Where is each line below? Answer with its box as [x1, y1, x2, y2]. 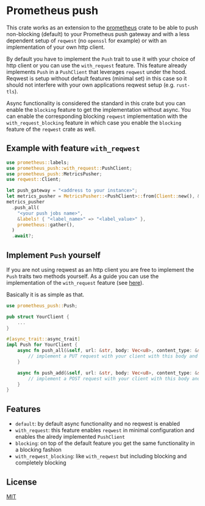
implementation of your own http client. [6, 43, 106, 51]
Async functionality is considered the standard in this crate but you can [6, 99, 186, 107]
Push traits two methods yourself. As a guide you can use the [6, 273, 159, 280]
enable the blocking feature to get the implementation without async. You [6, 106, 191, 113]
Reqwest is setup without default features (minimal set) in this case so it [6, 75, 187, 82]
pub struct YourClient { [6, 313, 70, 320]
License [6, 477, 37, 487]
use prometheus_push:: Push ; [6, 302, 78, 309]
